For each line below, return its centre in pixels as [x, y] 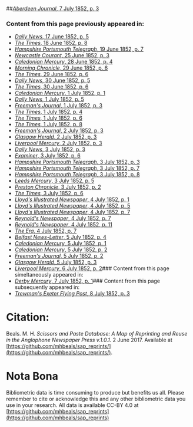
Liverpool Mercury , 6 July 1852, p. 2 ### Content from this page [92, 268]
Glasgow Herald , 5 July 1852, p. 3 [56, 262]
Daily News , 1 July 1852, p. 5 [49, 99]
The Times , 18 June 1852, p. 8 [51, 43]
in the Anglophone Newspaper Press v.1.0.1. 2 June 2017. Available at [89, 340]
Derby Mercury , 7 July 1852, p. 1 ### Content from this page [87, 281]
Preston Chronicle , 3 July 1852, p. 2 [58, 187]
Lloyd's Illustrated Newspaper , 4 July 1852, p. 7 [72, 212]
